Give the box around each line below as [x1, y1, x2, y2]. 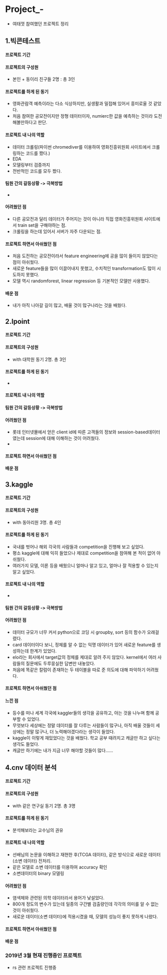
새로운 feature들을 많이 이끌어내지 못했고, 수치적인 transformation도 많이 [12, 265, 156, 271]
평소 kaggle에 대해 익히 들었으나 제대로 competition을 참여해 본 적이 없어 [12, 550, 156, 556]
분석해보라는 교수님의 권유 [12, 827, 64, 833]
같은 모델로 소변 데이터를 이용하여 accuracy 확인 [12, 864, 108, 870]
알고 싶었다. [12, 569, 36, 575]
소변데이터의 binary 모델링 [12, 870, 65, 876]
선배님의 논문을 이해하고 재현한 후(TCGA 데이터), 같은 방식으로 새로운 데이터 [12, 852, 161, 858]
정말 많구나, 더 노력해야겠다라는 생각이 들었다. [25, 728, 115, 734]
